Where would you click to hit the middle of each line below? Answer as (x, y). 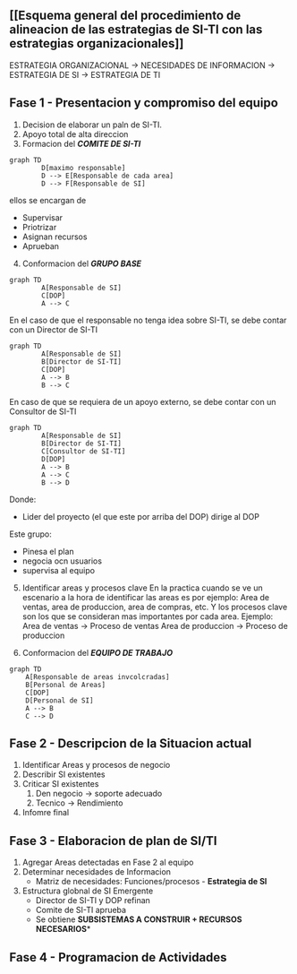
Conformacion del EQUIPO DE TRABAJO (97, 652)
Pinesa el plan (48, 551)
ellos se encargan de (48, 200)
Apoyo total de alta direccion (75, 134)
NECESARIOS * (63, 929)
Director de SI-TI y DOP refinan (93, 901)
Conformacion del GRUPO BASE (81, 263)
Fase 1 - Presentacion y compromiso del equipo (144, 103)
